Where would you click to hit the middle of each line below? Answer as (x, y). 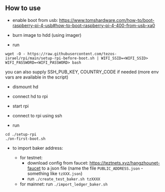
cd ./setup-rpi (21, 134)
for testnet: (31, 157)
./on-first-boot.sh (25, 139)
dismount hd (25, 87)
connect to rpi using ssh (37, 115)
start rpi (20, 106)
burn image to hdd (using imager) (47, 35)
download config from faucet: (58, 163)
